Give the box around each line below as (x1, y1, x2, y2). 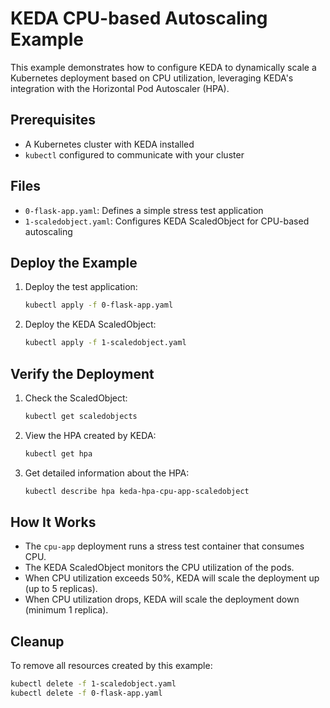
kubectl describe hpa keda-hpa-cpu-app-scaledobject (24, 486, 250, 496)
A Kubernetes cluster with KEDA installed (24, 138, 195, 150)
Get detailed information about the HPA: (24, 467, 190, 479)
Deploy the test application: (24, 281, 138, 293)
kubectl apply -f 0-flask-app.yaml (24, 300, 174, 311)
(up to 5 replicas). (24, 583, 98, 595)
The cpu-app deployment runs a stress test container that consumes (24, 540, 305, 552)
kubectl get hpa (24, 448, 93, 459)
